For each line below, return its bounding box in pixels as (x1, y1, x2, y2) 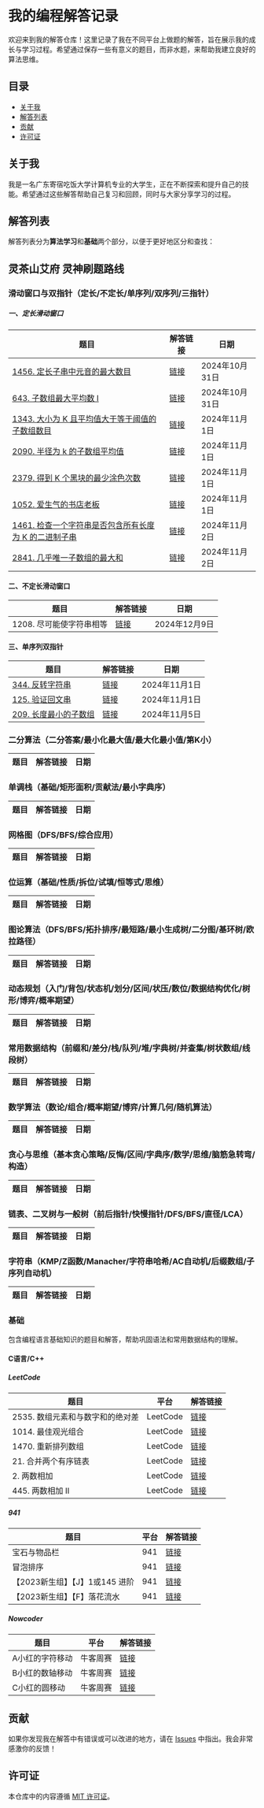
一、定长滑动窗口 (8, 309, 64, 318)
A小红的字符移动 (12, 1653, 73, 1664)
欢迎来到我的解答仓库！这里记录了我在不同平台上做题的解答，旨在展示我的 (8, 35, 249, 44)
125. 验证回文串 (12, 694, 71, 705)
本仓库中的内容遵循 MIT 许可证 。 (8, 1791, 115, 1801)
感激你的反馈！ (8, 1743, 57, 1753)
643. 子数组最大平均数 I (12, 392, 100, 403)
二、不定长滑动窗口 (8, 581, 71, 591)
